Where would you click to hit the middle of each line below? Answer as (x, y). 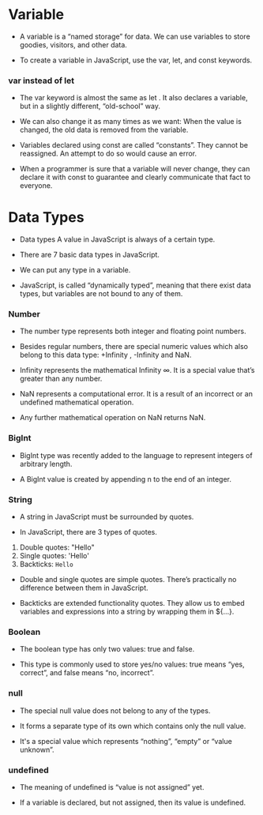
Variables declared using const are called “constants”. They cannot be (134, 145)
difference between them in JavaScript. (84, 588)
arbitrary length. (46, 464)
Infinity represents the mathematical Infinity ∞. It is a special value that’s (137, 370)
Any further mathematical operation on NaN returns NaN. (113, 418)
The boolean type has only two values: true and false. (107, 649)
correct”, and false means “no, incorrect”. (87, 673)
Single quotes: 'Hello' (54, 556)
